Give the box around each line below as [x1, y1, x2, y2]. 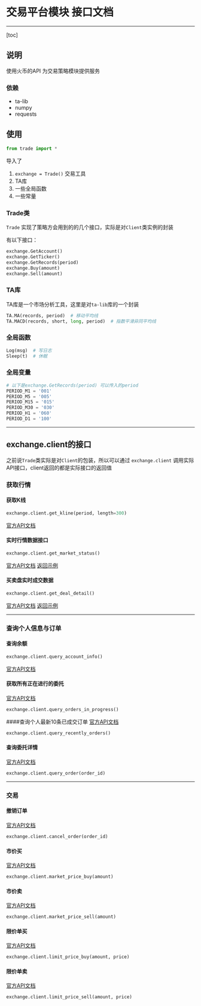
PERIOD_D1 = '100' [6, 416, 52, 422]
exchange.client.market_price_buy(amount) [6, 874, 114, 880]
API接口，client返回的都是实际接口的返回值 [6, 464, 112, 471]
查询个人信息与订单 [6, 624, 62, 632]
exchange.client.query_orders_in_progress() [6, 707, 119, 713]
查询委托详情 [6, 744, 38, 751]
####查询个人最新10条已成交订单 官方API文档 [6, 718, 119, 725]
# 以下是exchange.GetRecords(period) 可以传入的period [6, 382, 139, 388]
